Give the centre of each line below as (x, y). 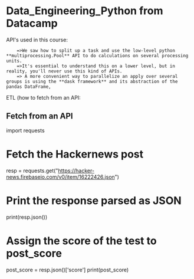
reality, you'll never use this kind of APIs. (64, 71)
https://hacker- (76, 170)
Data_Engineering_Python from (85, 11)
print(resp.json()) (27, 217)
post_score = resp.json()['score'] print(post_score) (68, 270)
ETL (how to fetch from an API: (43, 97)
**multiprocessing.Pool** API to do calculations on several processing (97, 55)
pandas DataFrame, (29, 87)
